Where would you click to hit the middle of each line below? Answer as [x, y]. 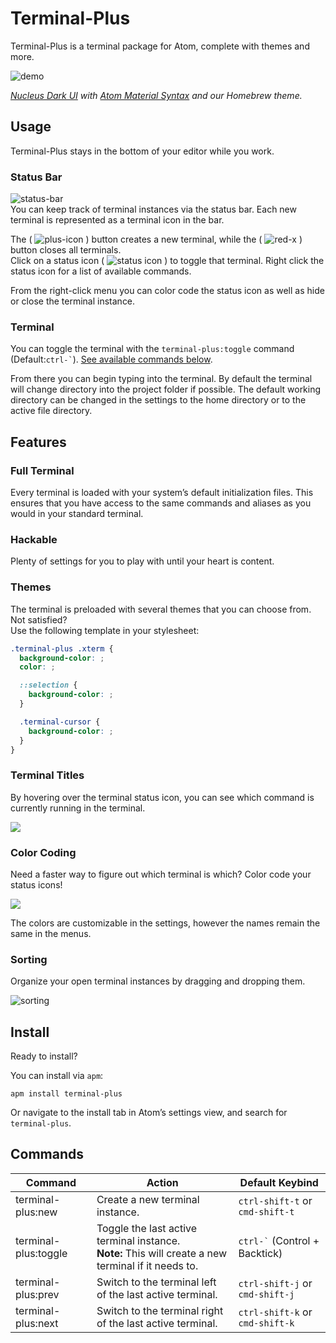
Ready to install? [44, 1056]
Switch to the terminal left [156, 1282]
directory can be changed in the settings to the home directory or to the [158, 400]
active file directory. [51, 411]
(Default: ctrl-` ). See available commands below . [111, 359]
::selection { [48, 685]
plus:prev [37, 1294]
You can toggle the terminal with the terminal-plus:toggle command [152, 349]
